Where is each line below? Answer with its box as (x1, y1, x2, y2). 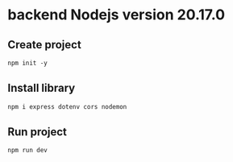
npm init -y (7, 59, 48, 67)
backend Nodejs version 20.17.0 (7, 6, 226, 24)
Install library (7, 81, 76, 95)
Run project (7, 125, 68, 139)
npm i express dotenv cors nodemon (7, 102, 127, 110)
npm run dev (7, 147, 48, 155)
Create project (7, 38, 81, 52)
